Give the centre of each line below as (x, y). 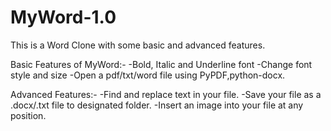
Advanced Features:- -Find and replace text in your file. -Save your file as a (166, 94)
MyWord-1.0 (63, 17)
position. (28, 115)
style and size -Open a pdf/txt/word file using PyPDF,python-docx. (148, 75)
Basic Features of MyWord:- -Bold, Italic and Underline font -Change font (161, 64)
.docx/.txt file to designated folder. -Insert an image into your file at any (157, 105)
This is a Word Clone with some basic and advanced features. (138, 45)
